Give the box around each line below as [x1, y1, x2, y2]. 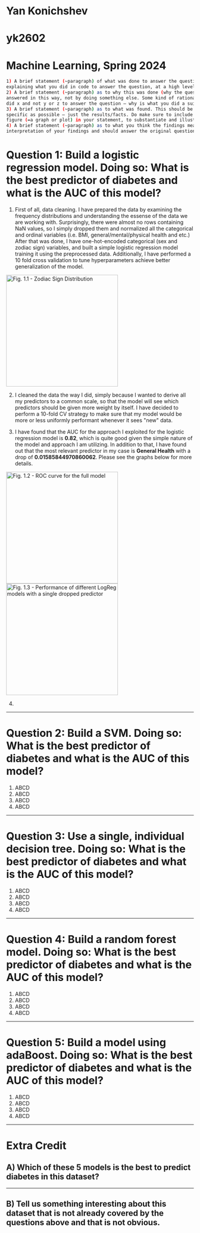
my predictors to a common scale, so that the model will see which [14, 398, 179, 404]
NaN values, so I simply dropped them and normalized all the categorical [14, 225, 193, 232]
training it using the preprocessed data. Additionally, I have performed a [14, 250, 192, 257]
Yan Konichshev [6, 4, 88, 18]
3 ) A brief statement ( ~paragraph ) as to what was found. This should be [6, 106, 193, 112]
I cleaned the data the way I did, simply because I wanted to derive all [14, 391, 186, 398]
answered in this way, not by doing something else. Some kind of [6, 95, 174, 101]
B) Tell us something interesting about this [6, 1199, 167, 1209]
